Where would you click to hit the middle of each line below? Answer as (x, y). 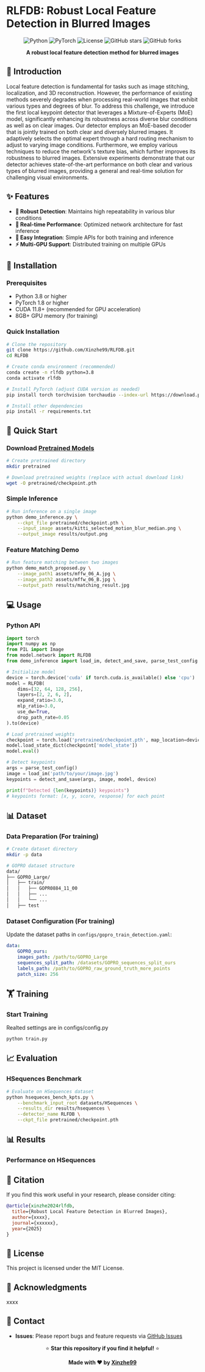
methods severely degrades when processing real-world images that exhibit (102, 99)
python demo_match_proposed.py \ (49, 568)
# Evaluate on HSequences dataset (50, 1091)
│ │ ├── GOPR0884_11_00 (42, 888)
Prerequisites (27, 283)
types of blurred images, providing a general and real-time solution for (95, 171)
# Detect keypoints (31, 762)
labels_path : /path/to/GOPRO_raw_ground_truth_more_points (94, 968)
